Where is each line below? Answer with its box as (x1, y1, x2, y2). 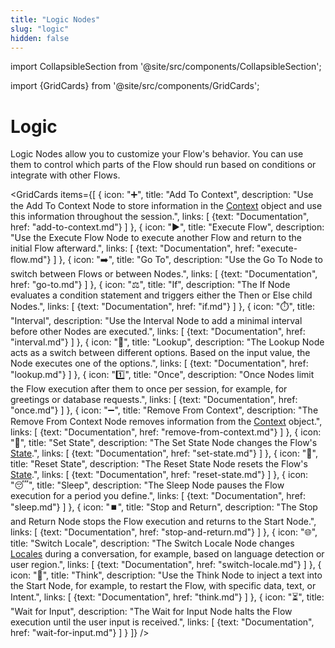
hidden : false (10, 33, 70, 43)
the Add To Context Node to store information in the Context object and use (10, 200, 323, 212)
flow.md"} (10, 254, 52, 266)
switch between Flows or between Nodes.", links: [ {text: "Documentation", (10, 268, 318, 280)
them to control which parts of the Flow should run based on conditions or (10, 159, 317, 171)
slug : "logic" (10, 24, 70, 34)
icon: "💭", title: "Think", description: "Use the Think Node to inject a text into (10, 569, 323, 581)
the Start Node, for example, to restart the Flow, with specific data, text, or (10, 580, 317, 592)
